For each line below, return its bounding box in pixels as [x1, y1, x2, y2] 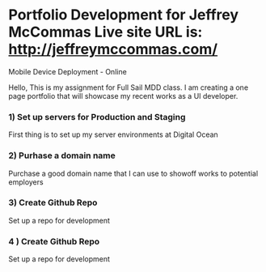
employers [8, 176, 44, 187]
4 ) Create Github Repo [8, 236, 100, 247]
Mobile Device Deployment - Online [8, 66, 127, 76]
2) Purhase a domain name [8, 150, 116, 161]
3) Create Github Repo [8, 197, 98, 208]
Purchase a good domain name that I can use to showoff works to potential [8, 168, 259, 178]
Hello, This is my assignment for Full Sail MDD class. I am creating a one [8, 83, 249, 92]
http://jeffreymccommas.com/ [8, 40, 218, 58]
